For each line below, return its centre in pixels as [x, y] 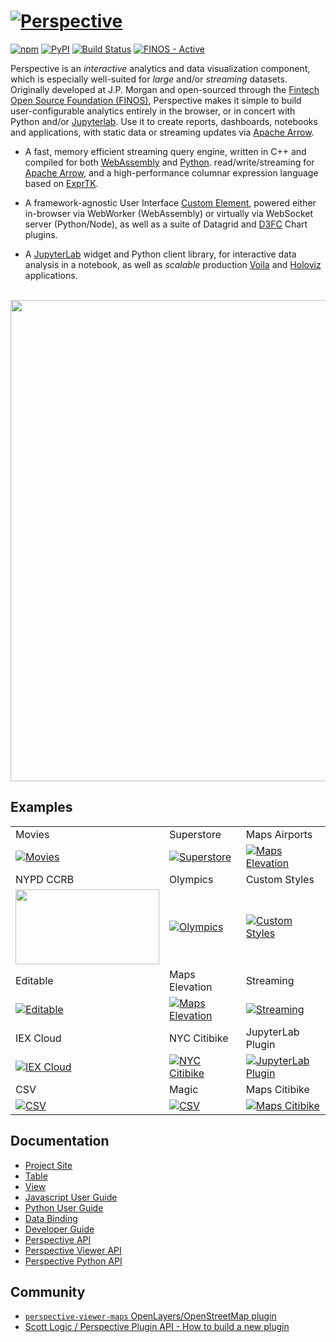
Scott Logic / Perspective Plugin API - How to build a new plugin [157, 1327]
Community [48, 1291]
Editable [34, 980]
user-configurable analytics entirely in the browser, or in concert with [153, 111]
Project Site [48, 1165]
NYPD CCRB [45, 879]
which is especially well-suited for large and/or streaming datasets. [149, 79]
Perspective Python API [73, 1261]
